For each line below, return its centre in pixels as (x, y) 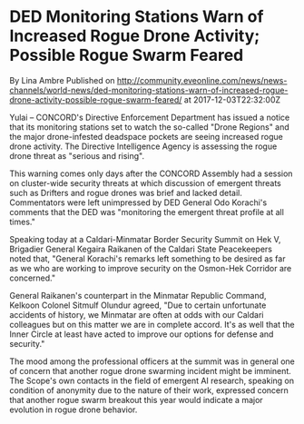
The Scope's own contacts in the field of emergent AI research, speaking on (152, 380)
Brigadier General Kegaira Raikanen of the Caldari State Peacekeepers (141, 249)
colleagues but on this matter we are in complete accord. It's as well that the (152, 324)
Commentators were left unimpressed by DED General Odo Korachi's (138, 202)
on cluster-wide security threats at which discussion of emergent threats (145, 182)
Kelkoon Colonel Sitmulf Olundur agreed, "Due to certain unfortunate (138, 305)
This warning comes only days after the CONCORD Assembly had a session (151, 173)
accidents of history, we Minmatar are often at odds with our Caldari (137, 314)
